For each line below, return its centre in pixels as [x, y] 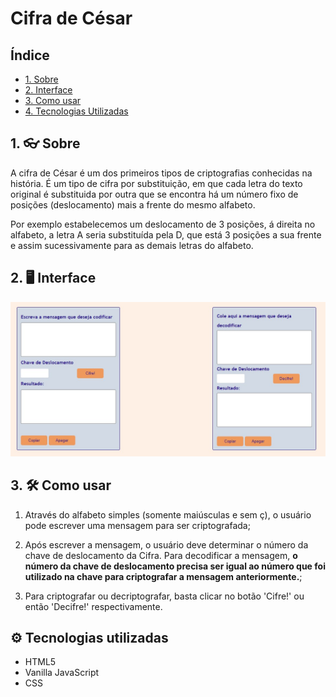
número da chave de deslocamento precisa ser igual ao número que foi [175, 566]
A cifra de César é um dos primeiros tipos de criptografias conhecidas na [161, 173]
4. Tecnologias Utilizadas [76, 111]
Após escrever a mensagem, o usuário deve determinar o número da [166, 544]
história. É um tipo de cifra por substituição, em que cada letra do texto [156, 183]
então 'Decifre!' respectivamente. [93, 606]
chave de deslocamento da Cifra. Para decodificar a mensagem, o [161, 555]
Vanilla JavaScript [62, 673]
